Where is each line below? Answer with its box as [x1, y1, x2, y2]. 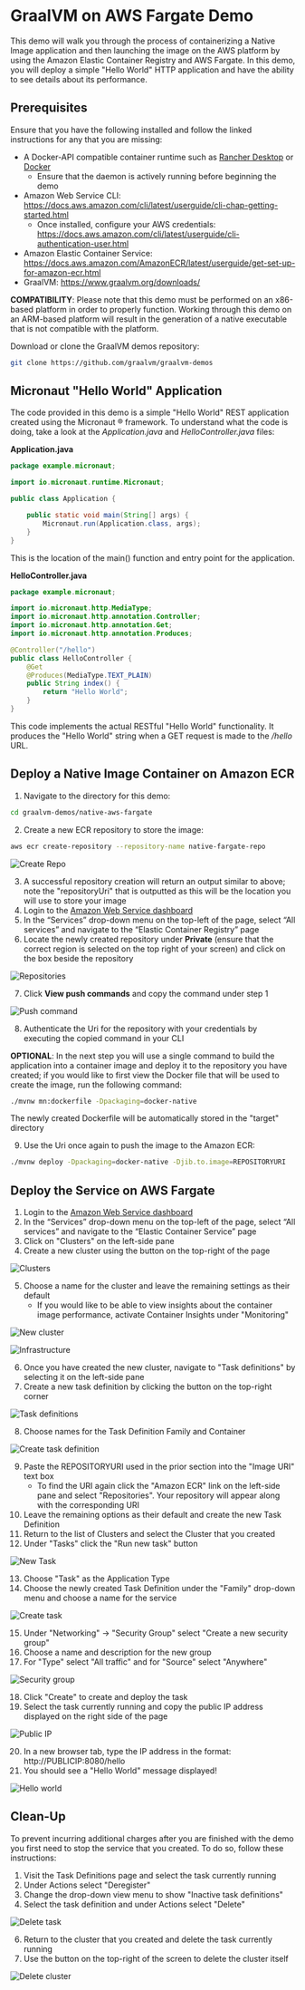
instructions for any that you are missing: [10, 133, 163, 145]
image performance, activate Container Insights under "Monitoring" [36, 1309, 289, 1320]
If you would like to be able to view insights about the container [36, 1299, 273, 1310]
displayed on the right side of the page [23, 1711, 168, 1722]
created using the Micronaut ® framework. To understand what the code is [10, 417, 289, 428]
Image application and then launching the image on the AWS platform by [10, 44, 281, 55]
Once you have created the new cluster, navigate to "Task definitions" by [23, 1362, 296, 1373]
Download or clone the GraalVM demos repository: [10, 341, 200, 352]
